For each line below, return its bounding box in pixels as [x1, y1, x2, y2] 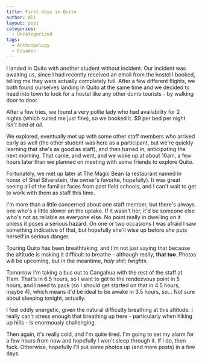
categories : [6, 25, 36, 32]
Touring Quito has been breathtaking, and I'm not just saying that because [6, 244, 191, 252]
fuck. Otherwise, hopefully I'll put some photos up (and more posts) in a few [6, 343, 195, 350]
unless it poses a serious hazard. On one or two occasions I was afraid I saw [6, 220, 197, 227]
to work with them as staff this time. [6, 189, 95, 196]
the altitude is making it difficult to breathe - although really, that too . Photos [6, 250, 197, 258]
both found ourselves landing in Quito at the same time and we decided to [6, 84, 190, 91]
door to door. [6, 96, 39, 104]
